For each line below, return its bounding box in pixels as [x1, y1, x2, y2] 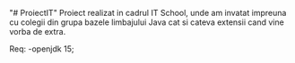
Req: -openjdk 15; [9, 43, 74, 54]
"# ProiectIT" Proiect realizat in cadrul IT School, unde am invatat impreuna [9, 8, 287, 18]
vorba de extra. [9, 27, 66, 36]
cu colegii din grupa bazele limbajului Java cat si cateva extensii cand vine [9, 17, 284, 28]
